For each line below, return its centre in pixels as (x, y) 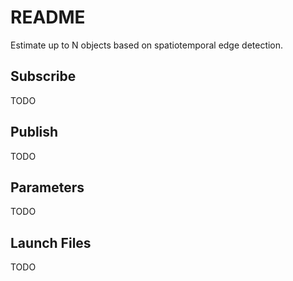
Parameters (47, 187)
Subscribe (43, 76)
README (48, 17)
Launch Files (51, 242)
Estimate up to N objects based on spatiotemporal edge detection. (147, 45)
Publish (34, 132)
